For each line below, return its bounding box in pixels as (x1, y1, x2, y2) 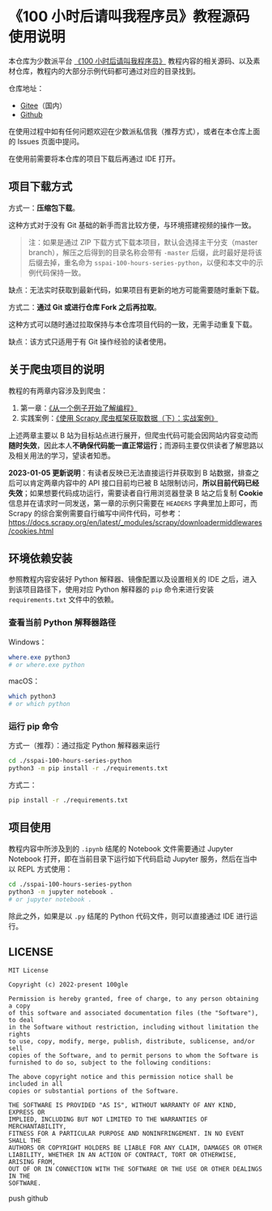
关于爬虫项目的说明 (8, 362, 104, 377)
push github (8, 1193, 49, 1204)
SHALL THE (8, 1136, 42, 1145)
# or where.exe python (8, 661, 85, 669)
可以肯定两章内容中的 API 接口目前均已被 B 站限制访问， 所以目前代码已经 (15, 477, 260, 487)
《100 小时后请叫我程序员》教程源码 (8, 7, 250, 26)
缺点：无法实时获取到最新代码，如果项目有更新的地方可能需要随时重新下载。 (8, 285, 264, 294)
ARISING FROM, (8, 1158, 57, 1166)
